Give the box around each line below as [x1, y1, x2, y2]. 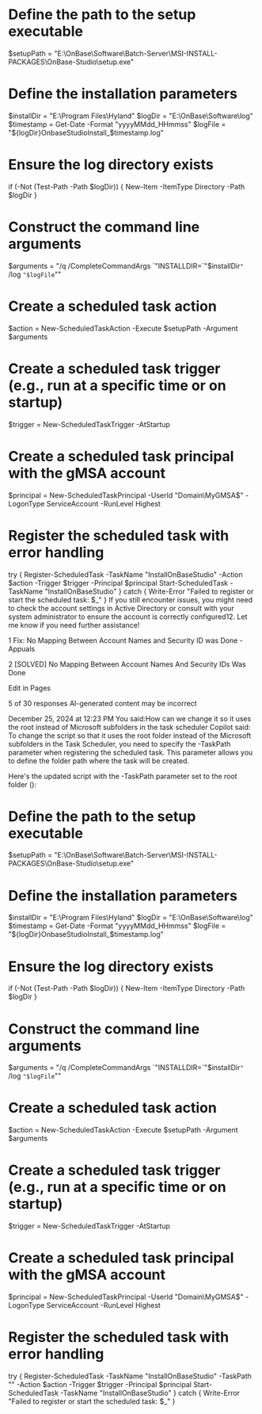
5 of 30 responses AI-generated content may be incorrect [8, 698, 197, 708]
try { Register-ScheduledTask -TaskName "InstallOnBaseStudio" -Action [8, 569, 243, 579]
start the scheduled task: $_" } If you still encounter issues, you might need [8, 594, 253, 604]
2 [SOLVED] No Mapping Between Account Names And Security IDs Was [8, 659, 247, 669]
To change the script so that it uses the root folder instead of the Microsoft [8, 731, 252, 740]
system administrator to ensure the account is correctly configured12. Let [8, 612, 248, 621]
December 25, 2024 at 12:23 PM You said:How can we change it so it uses [8, 713, 252, 723]
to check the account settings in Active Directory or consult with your [8, 603, 235, 613]
